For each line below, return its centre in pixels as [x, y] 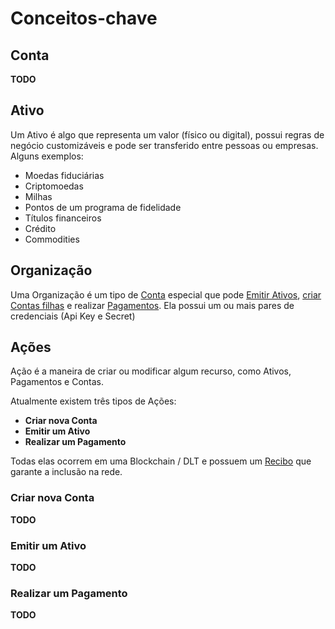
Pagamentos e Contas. [57, 382]
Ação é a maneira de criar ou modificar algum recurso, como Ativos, [151, 371]
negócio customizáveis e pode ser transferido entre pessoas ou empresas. [164, 145]
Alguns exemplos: [47, 156]
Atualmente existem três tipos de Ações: [93, 401]
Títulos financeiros [63, 218]
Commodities [52, 239]
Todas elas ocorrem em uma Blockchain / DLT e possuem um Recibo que [161, 461]
